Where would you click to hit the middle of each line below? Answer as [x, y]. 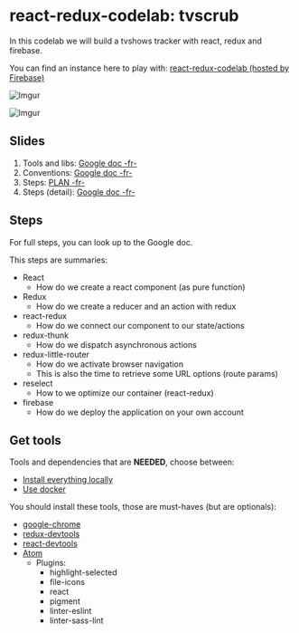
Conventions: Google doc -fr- [77, 172]
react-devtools [50, 543]
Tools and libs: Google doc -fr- [79, 163]
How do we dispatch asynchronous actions [116, 344]
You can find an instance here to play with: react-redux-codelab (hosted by [149, 68]
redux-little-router [56, 354]
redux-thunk [46, 335]
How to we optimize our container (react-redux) [125, 393]
